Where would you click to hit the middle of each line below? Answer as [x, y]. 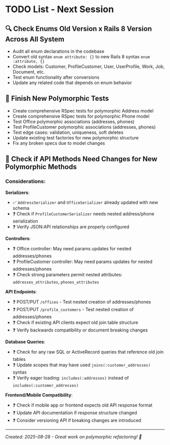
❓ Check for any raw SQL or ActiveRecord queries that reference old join [88, 352]
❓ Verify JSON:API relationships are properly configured [71, 227]
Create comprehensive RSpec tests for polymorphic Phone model [81, 116]
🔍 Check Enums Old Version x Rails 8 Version [79, 29]
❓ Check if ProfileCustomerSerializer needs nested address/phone [83, 213]
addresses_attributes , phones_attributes [56, 282]
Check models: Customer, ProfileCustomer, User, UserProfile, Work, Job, [89, 66]
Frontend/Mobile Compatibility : [39, 395]
